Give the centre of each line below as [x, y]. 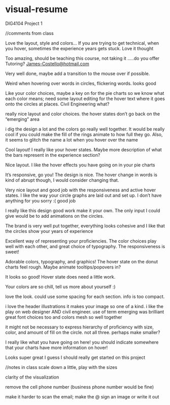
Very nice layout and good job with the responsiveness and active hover [81, 190]
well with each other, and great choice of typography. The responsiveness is [85, 246]
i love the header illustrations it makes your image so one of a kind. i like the [84, 306]
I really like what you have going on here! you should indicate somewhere [82, 342]
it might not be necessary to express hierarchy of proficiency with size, [79, 327]
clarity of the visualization [32, 377]
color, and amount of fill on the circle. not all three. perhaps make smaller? [83, 332]
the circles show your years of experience [49, 231]
